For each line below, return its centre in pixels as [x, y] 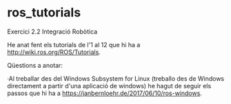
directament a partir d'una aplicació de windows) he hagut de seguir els [109, 86]
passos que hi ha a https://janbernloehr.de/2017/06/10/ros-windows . [104, 93]
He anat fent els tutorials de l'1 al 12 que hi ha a [74, 44]
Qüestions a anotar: [35, 65]
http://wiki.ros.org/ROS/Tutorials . [54, 52]
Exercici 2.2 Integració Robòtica [52, 31]
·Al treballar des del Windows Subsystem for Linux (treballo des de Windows [116, 78]
